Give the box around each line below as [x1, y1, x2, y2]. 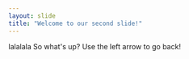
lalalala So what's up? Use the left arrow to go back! [8, 41, 182, 51]
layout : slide [8, 11, 57, 20]
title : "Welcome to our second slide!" [8, 19, 143, 27]
